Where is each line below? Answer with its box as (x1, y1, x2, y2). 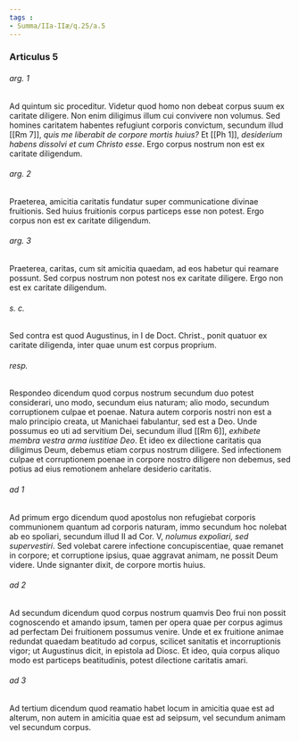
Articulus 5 (9, 51, 59, 63)
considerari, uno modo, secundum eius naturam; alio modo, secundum (9, 397, 270, 408)
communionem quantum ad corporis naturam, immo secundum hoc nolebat (9, 521, 287, 532)
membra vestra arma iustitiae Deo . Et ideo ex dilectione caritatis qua (9, 435, 262, 446)
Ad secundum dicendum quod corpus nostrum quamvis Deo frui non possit (9, 607, 287, 618)
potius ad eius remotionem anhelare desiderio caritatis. (9, 463, 212, 474)
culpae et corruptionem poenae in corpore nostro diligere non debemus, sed (9, 454, 291, 465)
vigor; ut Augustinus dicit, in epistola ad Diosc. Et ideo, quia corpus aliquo (9, 645, 280, 656)
